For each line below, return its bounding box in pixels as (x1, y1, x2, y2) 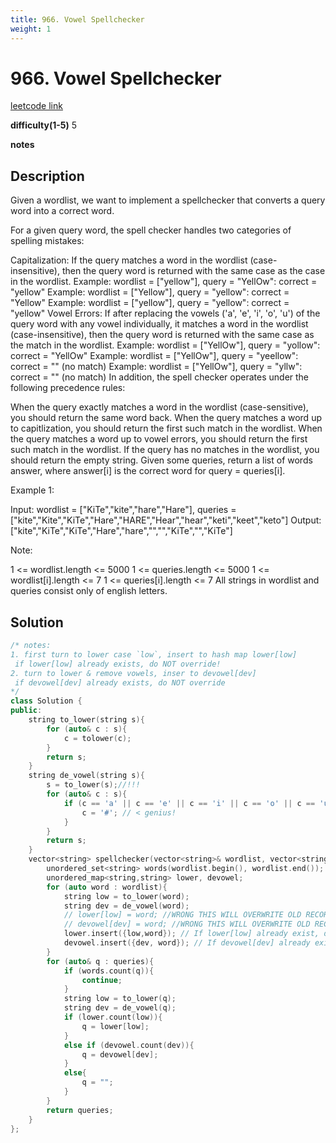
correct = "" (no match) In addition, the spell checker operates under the (10, 371, 310, 383)
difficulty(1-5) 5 (10, 119, 78, 131)
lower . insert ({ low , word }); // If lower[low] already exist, (63, 929, 320, 939)
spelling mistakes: (10, 235, 85, 247)
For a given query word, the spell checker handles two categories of (10, 224, 292, 236)
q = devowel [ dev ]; (81, 1049, 159, 1060)
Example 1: (10, 484, 55, 496)
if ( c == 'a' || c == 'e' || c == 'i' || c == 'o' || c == (63, 798, 316, 808)
